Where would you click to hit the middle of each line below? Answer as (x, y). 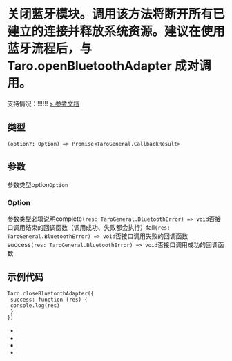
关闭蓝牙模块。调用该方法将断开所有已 (116, 14)
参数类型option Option (38, 184)
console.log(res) (35, 305)
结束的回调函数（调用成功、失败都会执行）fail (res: (98, 227)
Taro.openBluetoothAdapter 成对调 (109, 66)
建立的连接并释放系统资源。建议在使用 (116, 31)
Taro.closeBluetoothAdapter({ (51, 293)
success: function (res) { (49, 300)
